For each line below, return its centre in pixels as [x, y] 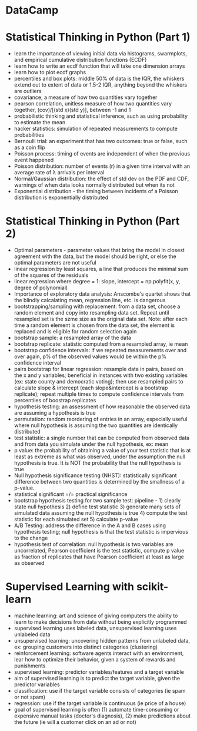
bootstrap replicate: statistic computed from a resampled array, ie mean [101, 344]
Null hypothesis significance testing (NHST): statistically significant [95, 475]
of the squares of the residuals [51, 275]
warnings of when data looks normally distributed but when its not [94, 185]
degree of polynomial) [41, 288]
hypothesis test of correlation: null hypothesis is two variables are [94, 544]
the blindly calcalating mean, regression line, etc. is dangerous [90, 300]
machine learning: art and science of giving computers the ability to [96, 616]
